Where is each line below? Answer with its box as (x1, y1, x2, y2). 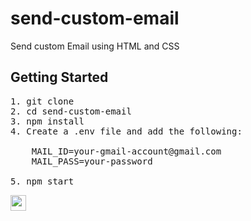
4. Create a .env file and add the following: (10, 125, 243, 137)
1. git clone (10, 95, 75, 107)
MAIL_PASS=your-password (31, 155, 153, 167)
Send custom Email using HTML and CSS (10, 40, 180, 52)
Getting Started (10, 69, 109, 86)
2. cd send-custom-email (10, 105, 132, 117)
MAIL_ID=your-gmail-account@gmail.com (31, 145, 222, 157)
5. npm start (10, 175, 75, 187)
